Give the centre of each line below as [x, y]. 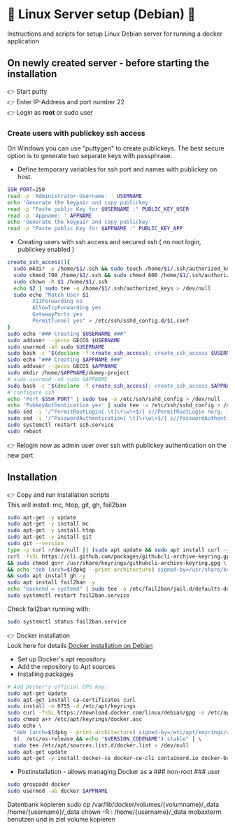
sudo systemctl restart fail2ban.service [69, 596]
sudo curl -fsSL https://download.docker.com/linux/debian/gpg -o [106, 713]
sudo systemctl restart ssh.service [60, 425]
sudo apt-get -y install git [50, 537]
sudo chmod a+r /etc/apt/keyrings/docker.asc [74, 719]
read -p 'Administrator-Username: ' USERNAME [74, 196]
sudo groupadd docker [39, 785]
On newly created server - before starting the [108, 63]
